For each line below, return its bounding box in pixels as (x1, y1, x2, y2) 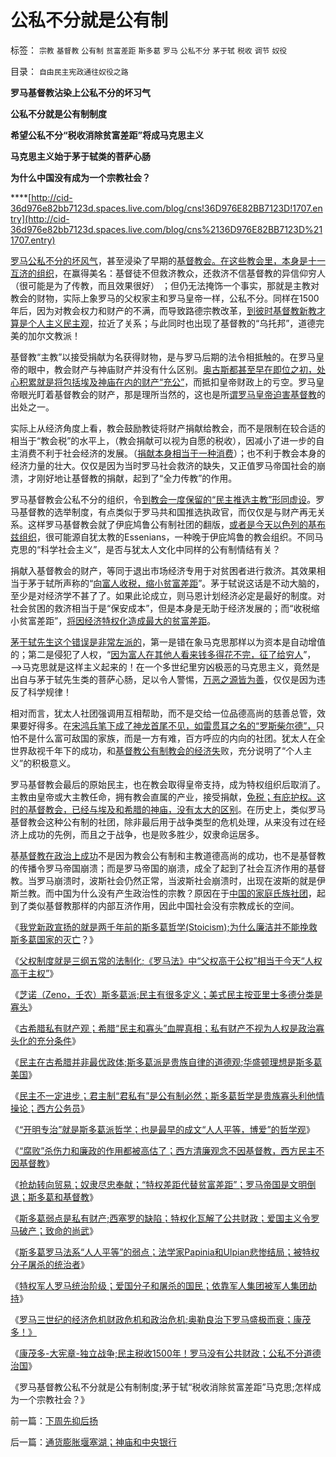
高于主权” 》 (10, 967, 59, 979)
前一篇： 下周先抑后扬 (10, 1414, 98, 1426)
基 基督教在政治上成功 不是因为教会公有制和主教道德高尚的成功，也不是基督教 (10, 849, 326, 861)
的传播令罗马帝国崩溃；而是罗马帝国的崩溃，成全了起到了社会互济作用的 (10, 862, 308, 874)
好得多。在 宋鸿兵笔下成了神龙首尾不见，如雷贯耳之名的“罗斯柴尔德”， (27, 719, 317, 731)
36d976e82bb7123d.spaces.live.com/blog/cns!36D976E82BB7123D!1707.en (10, 202, 323, 214)
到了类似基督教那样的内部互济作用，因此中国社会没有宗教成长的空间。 (10, 899, 300, 911)
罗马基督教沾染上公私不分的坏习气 (10, 86, 151, 98)
